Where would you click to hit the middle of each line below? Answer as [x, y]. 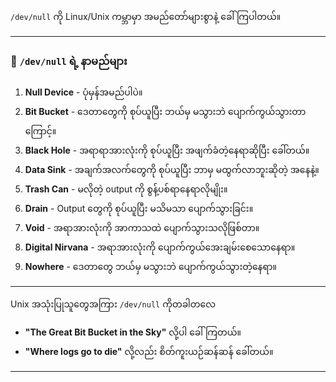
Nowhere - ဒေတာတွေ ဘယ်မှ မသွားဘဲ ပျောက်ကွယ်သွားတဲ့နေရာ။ [151, 267]
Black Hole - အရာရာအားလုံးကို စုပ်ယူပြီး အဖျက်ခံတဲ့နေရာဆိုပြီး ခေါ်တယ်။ [167, 150]
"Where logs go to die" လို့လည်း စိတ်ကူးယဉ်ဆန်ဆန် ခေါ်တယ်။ [149, 352]
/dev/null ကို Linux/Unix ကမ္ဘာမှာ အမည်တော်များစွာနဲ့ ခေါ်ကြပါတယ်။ [146, 16]
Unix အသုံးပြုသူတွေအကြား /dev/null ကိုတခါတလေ [113, 304]
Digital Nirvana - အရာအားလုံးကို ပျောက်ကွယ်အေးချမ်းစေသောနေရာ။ [160, 247]
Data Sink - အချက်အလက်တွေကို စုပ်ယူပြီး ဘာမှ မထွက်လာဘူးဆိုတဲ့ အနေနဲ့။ [172, 170]
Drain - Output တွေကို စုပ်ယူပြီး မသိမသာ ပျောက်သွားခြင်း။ [139, 209]
